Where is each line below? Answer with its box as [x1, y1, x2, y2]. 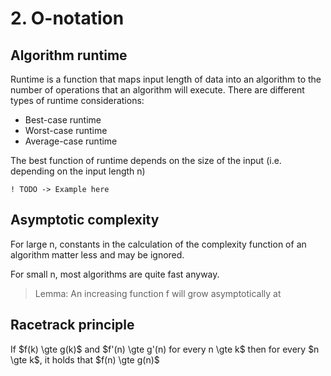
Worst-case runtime [24, 125, 108, 136]
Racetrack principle [10, 317, 135, 334]
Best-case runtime [24, 114, 102, 126]
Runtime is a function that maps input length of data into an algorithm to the [10, 73, 322, 85]
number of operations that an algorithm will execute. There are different [10, 84, 305, 96]
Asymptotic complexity [10, 212, 160, 229]
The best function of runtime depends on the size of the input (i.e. [10, 155, 282, 166]
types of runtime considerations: [10, 95, 145, 106]
